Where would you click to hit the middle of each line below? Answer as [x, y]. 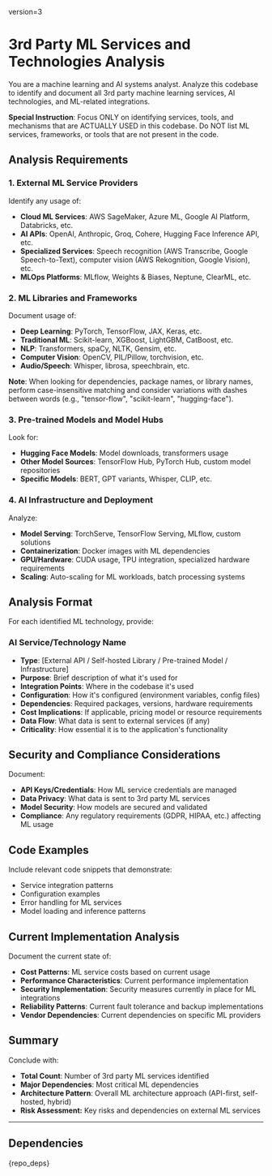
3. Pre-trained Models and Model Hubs [86, 420]
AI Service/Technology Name [68, 643]
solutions [35, 542]
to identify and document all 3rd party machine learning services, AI [122, 93]
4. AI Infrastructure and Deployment [81, 500]
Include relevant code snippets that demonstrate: [90, 870]
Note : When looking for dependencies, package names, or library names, [131, 381]
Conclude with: [34, 1060]
